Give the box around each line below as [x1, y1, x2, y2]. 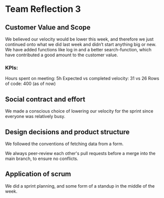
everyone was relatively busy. [5, 114, 66, 119]
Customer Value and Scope [5, 23, 91, 32]
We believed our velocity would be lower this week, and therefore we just [5, 36, 154, 42]
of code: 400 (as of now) [5, 80, 56, 87]
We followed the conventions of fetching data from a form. [5, 141, 124, 147]
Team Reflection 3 [5, 3, 81, 15]
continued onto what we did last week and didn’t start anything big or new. [5, 41, 157, 47]
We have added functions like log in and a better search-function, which [5, 47, 152, 52]
